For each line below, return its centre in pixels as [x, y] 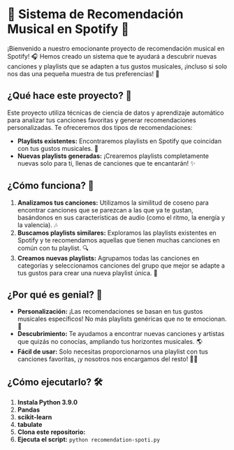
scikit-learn [35, 417]
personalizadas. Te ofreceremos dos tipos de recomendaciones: [100, 127]
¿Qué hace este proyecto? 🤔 [70, 96]
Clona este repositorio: [51, 432]
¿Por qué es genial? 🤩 [55, 295]
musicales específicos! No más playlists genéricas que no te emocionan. [122, 319]
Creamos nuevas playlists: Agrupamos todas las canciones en [108, 258]
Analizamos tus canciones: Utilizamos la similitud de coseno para [113, 203]
